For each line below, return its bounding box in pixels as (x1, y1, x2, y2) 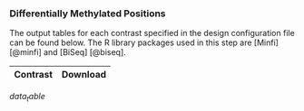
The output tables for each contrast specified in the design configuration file (9, 28, 295, 39)
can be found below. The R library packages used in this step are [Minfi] (9, 37, 279, 48)
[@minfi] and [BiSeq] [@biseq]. (9, 47, 127, 58)
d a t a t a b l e (9, 91, 45, 104)
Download (61, 69, 107, 81)
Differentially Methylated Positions (9, 7, 166, 20)
